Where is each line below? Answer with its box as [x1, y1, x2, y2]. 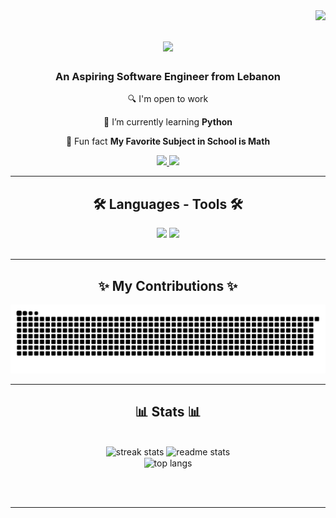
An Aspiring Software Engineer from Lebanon [54, 70, 282, 84]
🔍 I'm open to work [127, 93, 209, 105]
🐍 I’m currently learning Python [103, 116, 233, 128]
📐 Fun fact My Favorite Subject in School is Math [65, 135, 271, 148]
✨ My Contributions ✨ [98, 277, 238, 294]
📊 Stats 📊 [134, 404, 202, 421]
